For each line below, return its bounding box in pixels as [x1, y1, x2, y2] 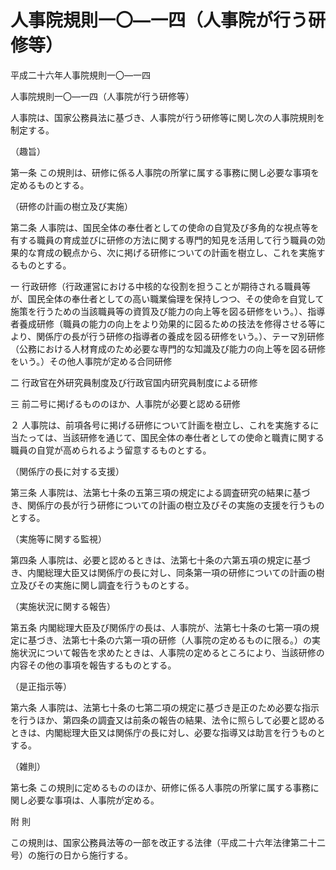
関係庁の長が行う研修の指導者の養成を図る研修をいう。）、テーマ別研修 [36, 330, 325, 342]
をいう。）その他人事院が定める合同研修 [10, 355, 173, 367]
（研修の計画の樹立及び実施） [10, 200, 133, 212]
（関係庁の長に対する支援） [10, 465, 125, 477]
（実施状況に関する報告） [10, 600, 116, 612]
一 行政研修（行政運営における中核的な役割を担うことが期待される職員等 [10, 280, 311, 292]
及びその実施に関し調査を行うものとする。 [18, 579, 195, 591]
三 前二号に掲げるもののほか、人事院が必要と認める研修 [10, 397, 241, 410]
